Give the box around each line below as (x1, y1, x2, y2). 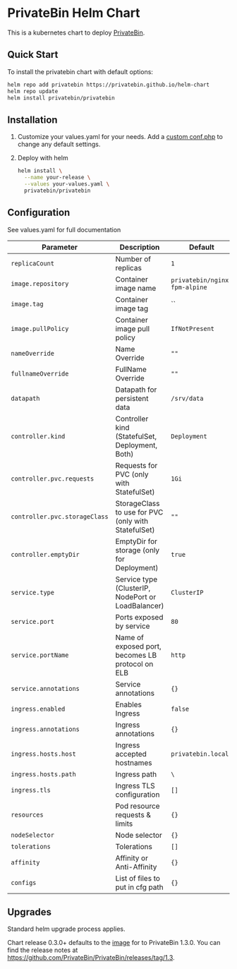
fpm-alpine (171, 283, 207, 291)
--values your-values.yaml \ (24, 180, 110, 188)
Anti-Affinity (115, 862, 157, 872)
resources (11, 810, 44, 819)
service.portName (11, 651, 69, 659)
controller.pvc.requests (11, 474, 95, 483)
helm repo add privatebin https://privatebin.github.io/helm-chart (7, 81, 210, 88)
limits (115, 819, 133, 829)
